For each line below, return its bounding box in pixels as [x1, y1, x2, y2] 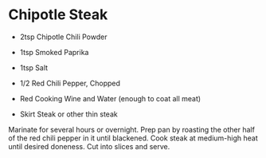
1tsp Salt [19, 62, 49, 73]
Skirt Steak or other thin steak [19, 109, 118, 119]
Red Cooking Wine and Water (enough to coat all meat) [19, 93, 201, 103]
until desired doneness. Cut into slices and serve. [8, 141, 170, 151]
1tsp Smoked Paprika [19, 47, 89, 57]
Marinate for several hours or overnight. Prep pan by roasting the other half [8, 124, 255, 134]
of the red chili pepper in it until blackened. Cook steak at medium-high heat [8, 133, 258, 143]
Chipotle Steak [8, 6, 108, 24]
